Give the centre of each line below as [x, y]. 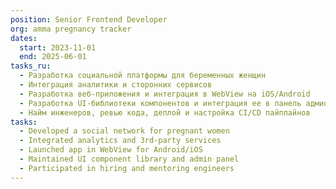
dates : [24, 38]
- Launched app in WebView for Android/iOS [111, 150]
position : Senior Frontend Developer [89, 19]
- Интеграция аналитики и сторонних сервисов [116, 85]
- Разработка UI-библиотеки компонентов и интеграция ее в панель [160, 103]
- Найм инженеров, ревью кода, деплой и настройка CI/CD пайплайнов [165, 112]
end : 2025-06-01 [53, 57]
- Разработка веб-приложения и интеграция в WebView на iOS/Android [165, 94]
